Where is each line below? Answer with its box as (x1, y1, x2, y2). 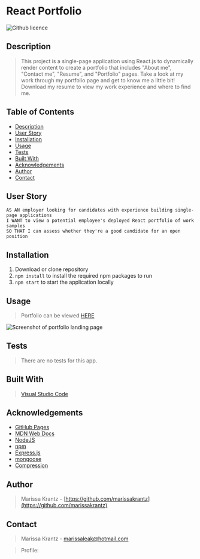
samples (6, 223, 26, 229)
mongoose (14, 456, 42, 463)
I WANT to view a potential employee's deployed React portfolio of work (6, 218, 195, 224)
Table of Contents (6, 107, 75, 117)
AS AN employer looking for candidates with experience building (6, 207, 172, 213)
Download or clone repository (14, 266, 89, 273)
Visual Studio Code (20, 390, 69, 397)
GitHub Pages (14, 424, 50, 431)
